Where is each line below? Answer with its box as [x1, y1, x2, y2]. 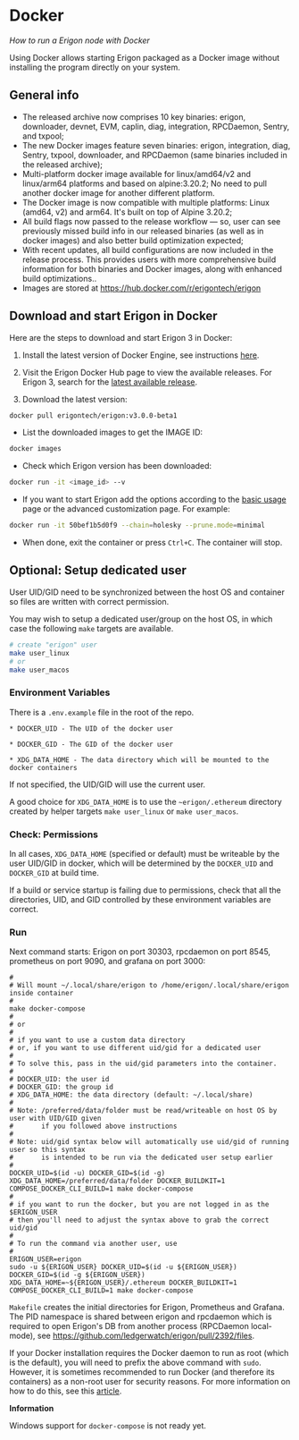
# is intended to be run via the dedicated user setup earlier [9, 1153, 274, 1163]
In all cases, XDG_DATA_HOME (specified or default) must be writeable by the [9, 848, 280, 859]
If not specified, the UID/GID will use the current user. [9, 779, 206, 790]
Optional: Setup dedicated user [9, 563, 187, 578]
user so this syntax [9, 1146, 87, 1155]
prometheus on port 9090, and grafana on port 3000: [9, 956, 206, 967]
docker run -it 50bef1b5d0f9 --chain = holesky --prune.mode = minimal [9, 521, 266, 530]
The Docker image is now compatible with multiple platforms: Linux [21, 197, 270, 208]
